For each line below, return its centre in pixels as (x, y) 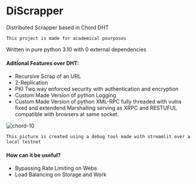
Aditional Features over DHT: (43, 63)
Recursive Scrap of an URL (48, 76)
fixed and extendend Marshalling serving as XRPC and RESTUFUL (96, 108)
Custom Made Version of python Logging (65, 95)
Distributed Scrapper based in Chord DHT (57, 27)
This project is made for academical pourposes (66, 38)
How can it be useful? (34, 155)
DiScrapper (35, 11)
